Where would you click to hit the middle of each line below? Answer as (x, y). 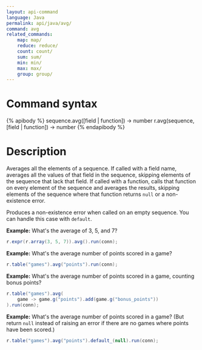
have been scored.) (31, 329)
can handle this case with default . (49, 219)
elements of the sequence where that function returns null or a (86, 194)
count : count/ (35, 52)
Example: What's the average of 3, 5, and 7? (62, 231)
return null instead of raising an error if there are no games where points (98, 323)
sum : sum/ (30, 57)
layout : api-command (32, 12)
